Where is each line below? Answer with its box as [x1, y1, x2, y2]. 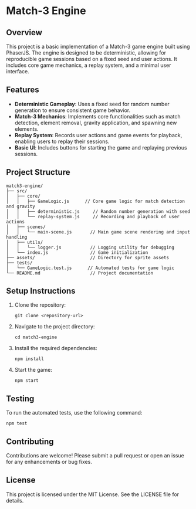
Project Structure [6, 167, 70, 177]
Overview [6, 28, 43, 38]
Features [6, 85, 39, 95]
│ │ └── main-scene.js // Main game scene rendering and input [6, 229, 191, 235]
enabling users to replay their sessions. [14, 138, 110, 145]
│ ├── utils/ [6, 239, 43, 245]
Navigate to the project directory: [14, 323, 95, 330]
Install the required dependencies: [14, 345, 98, 352]
